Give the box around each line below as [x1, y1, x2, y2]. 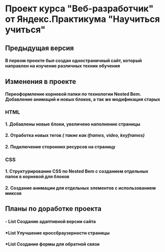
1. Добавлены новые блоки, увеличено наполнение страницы [5, 121, 140, 127]
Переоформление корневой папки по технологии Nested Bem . [5, 91, 141, 97]
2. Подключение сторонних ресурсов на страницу [5, 143, 115, 149]
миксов [5, 190, 22, 196]
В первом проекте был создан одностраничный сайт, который [5, 58, 142, 63]
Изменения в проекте [5, 77, 76, 86]
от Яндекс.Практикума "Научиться [5, 13, 160, 25]
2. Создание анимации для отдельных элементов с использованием [5, 185, 156, 191]
